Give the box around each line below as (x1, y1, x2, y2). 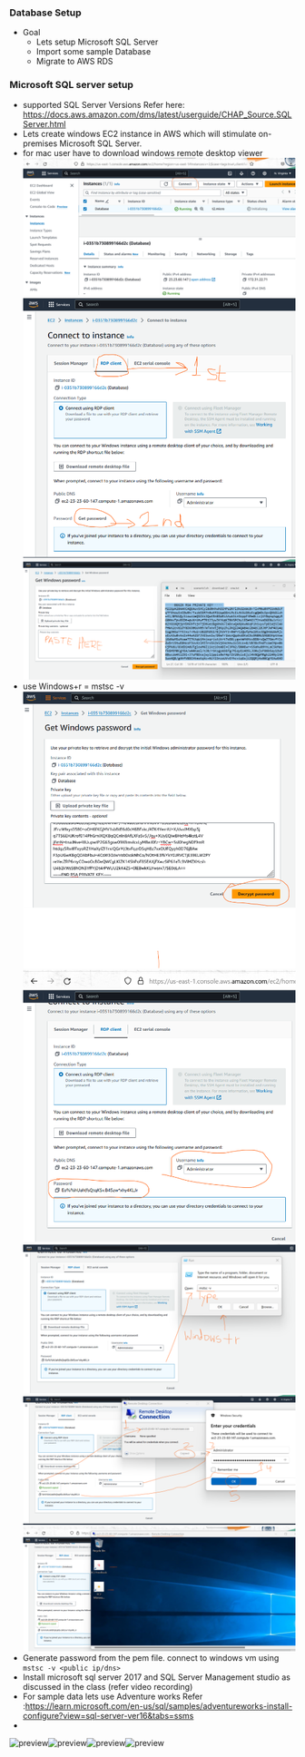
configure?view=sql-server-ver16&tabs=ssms (22, 1711, 194, 1722)
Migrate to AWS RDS (35, 56, 113, 67)
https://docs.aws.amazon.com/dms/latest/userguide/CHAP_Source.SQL (22, 109, 292, 120)
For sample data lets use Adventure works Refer (22, 1691, 203, 1703)
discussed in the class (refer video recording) (22, 1682, 193, 1693)
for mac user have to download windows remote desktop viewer (22, 147, 263, 158)
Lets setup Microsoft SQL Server (35, 36, 159, 47)
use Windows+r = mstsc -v (22, 681, 124, 692)
